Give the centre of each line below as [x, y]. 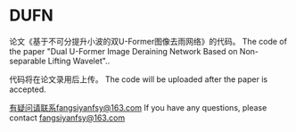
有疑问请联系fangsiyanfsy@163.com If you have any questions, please [138, 107]
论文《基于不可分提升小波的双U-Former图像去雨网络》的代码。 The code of [148, 41]
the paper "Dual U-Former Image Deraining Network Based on [123, 51]
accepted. [28, 89]
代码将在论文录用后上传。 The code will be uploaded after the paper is [139, 79]
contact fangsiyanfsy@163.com [67, 118]
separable [28, 61]
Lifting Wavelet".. [79, 61]
